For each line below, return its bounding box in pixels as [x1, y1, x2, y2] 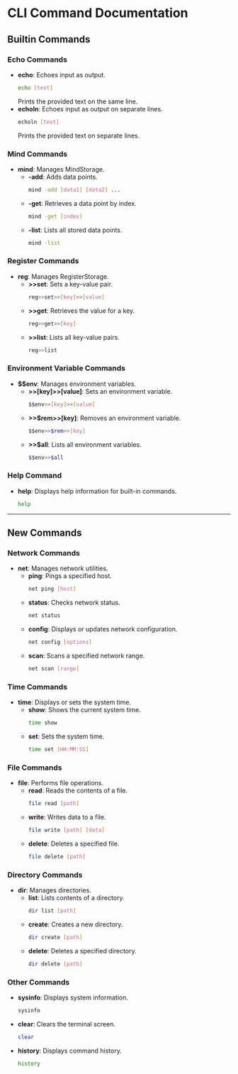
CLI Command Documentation [7, 5, 189, 21]
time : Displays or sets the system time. [17, 698, 132, 707]
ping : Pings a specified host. [28, 572, 112, 580]
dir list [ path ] [28, 907, 76, 914]
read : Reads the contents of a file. [28, 786, 127, 795]
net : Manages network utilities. [17, 564, 108, 572]
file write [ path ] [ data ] [28, 826, 105, 834]
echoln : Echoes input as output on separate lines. [17, 104, 163, 113]
